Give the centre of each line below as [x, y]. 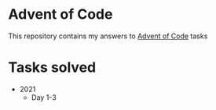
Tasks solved [52, 67]
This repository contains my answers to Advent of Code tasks [108, 36]
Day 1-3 [44, 97]
